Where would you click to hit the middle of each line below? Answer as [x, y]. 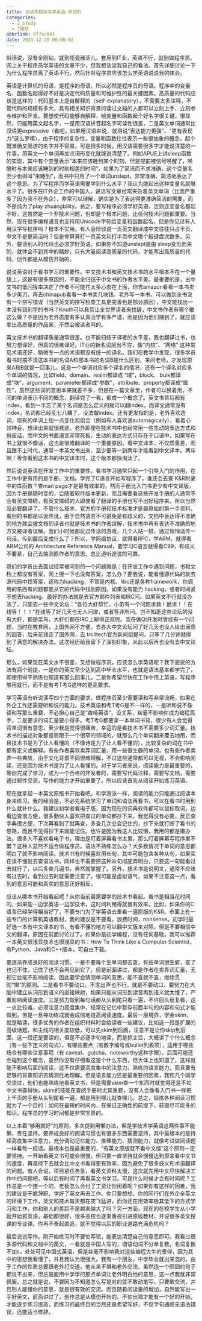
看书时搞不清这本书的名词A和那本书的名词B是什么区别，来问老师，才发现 [97, 360]
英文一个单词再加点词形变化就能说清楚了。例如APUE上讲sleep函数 [109, 153]
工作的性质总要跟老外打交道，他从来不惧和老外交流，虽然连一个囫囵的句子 [103, 1266]
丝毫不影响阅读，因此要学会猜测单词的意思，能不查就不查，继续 [96, 977]
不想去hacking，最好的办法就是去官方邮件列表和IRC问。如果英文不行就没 [97, 597]
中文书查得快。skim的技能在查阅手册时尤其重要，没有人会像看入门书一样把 [99, 1090]
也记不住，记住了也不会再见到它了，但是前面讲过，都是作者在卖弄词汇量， [98, 969]
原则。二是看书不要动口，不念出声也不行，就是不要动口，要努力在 [109, 985]
